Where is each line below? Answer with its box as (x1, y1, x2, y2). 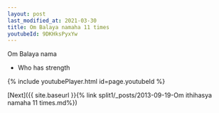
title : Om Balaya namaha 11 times (7, 23, 110, 31)
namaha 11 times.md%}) (7, 99, 78, 107)
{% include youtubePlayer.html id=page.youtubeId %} (7, 77, 166, 86)
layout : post (7, 10, 46, 18)
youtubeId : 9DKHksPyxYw (7, 30, 78, 38)
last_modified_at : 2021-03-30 (7, 17, 97, 24)
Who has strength (17, 63, 70, 72)
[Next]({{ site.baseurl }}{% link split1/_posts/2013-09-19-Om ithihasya (7, 91, 212, 99)
